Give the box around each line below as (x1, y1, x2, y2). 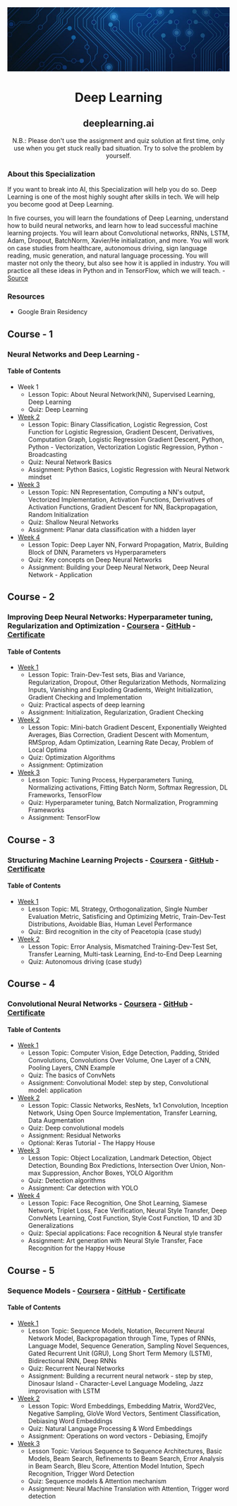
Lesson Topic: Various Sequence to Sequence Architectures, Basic (28, 1447, 222, 1455)
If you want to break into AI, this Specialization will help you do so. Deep (7, 185, 217, 193)
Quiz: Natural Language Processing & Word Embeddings (28, 1424, 193, 1432)
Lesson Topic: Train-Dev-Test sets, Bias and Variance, (28, 671, 186, 679)
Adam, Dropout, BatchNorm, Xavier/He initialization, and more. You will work (7, 236, 229, 245)
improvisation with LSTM (28, 1386, 101, 1395)
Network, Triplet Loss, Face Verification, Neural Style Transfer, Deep (28, 1206, 227, 1215)
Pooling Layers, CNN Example (28, 1064, 116, 1072)
